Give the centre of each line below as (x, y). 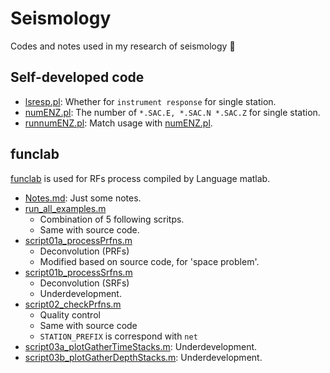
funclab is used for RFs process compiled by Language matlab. (140, 178)
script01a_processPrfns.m (78, 240)
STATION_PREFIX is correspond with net (118, 336)
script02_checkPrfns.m (73, 304)
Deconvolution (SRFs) (84, 283)
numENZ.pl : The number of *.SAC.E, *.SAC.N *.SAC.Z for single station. (172, 112)
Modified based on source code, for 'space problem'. (149, 261)
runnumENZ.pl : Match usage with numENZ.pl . (118, 123)
